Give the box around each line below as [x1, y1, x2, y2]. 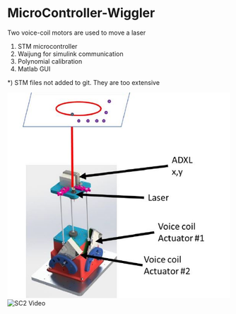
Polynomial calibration [17, 57, 83, 65]
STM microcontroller [17, 42, 78, 50]
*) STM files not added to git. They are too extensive [7, 78, 160, 86]
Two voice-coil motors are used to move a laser [7, 28, 146, 37]
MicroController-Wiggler [7, 5, 155, 21]
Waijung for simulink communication [17, 50, 124, 58]
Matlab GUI [17, 64, 51, 73]
